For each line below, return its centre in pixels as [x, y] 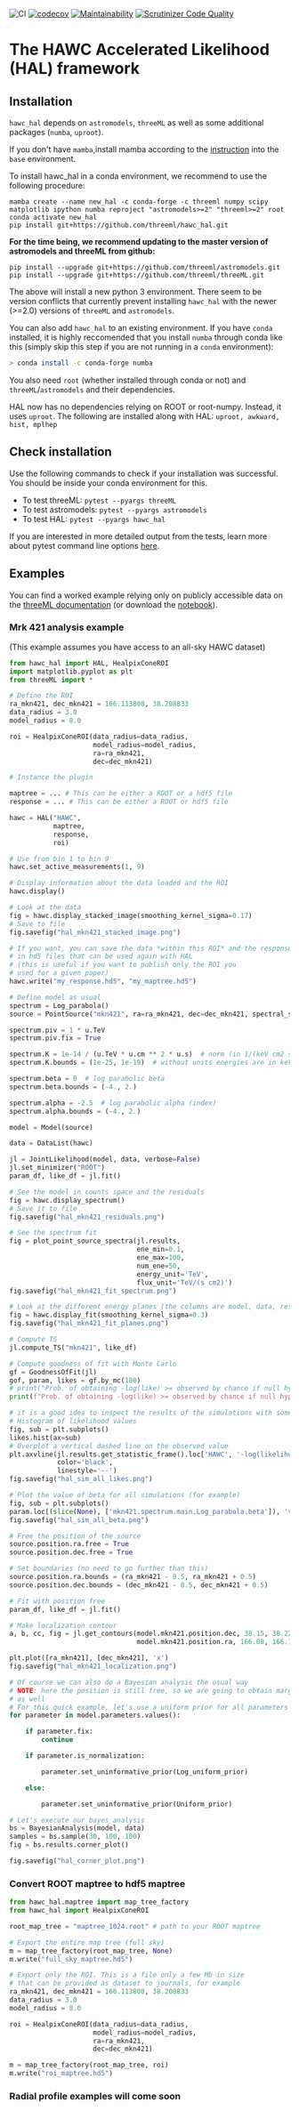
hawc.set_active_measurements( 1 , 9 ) [77, 867]
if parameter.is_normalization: [85, 1756]
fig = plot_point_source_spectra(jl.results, [95, 1241]
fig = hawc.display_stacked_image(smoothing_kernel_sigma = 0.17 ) [131, 915]
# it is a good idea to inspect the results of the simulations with [141, 1413]
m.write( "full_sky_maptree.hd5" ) [71, 1959]
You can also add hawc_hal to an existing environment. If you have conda [141, 328]
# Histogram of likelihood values [73, 1422]
